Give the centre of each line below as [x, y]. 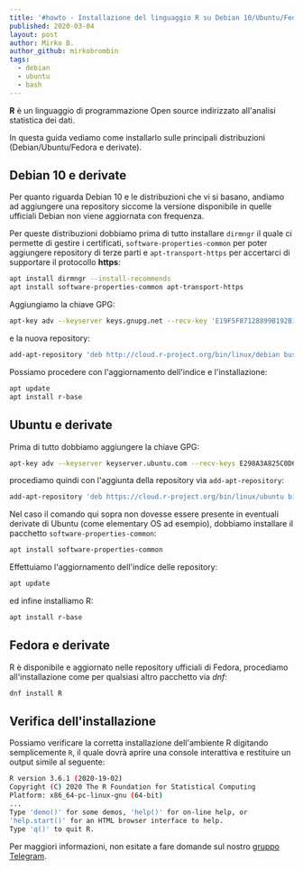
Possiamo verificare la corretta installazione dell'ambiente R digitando [139, 743]
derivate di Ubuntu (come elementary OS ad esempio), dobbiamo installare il [151, 524]
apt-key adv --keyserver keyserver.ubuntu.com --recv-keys [123, 463]
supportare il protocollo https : [65, 262]
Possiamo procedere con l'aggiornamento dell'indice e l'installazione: [138, 371]
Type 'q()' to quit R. [52, 829]
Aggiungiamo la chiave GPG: [62, 305]
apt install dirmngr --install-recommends [90, 279]
